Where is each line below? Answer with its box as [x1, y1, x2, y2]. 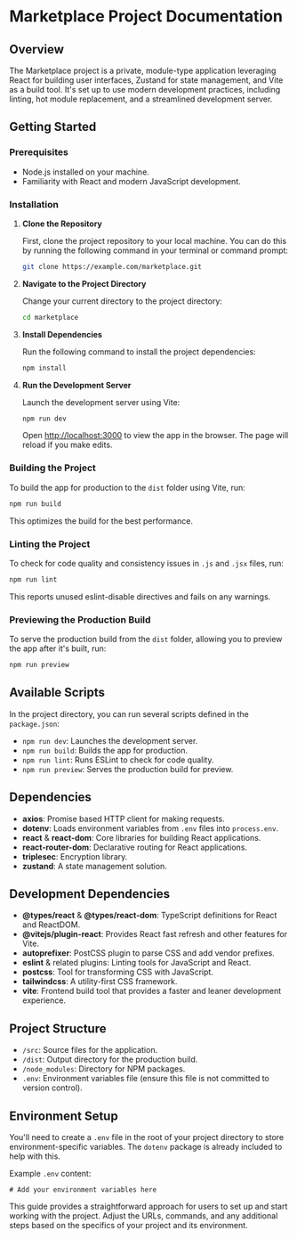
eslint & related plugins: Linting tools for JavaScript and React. [21, 958, 252, 968]
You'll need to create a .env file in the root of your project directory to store [9, 1132, 285, 1143]
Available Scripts [9, 685, 105, 700]
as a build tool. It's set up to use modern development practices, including [9, 85, 281, 94]
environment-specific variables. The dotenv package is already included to [9, 1142, 283, 1153]
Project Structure [9, 1021, 107, 1036]
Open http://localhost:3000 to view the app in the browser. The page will [21, 430, 289, 441]
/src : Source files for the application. [21, 1045, 158, 1056]
